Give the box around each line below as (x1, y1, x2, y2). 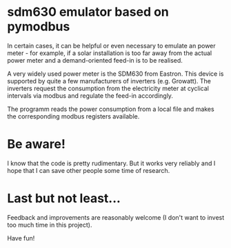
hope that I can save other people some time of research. (7, 166, 170, 174)
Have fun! (7, 234, 35, 242)
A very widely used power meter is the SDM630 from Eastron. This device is (7, 70, 224, 78)
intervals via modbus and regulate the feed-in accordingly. (7, 91, 174, 100)
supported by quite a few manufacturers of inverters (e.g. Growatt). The (7, 76, 212, 85)
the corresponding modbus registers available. (7, 112, 140, 121)
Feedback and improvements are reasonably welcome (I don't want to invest (7, 213, 225, 221)
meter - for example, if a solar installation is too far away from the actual (7, 49, 212, 57)
